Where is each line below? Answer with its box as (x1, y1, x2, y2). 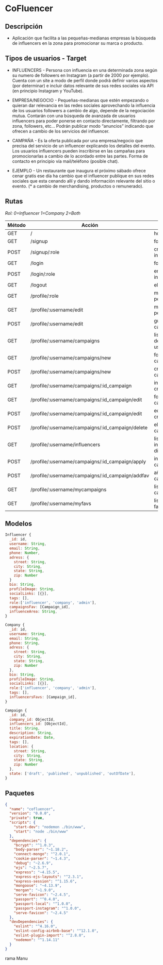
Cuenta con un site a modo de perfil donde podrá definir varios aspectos (12, 77, 158, 83)
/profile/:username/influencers (30, 441, 100, 448)
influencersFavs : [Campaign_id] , (9, 695, 77, 700)
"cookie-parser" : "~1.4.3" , (14, 856, 70, 861)
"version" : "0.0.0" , (9, 811, 51, 816)
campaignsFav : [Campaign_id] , (9, 605, 70, 609)
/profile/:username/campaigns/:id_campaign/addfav (30, 472, 149, 479)
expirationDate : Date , (9, 735, 55, 740)
